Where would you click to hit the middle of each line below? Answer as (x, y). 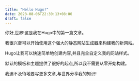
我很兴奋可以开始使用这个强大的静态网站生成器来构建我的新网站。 (71, 43)
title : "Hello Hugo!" (27, 9)
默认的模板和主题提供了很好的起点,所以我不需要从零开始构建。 (67, 64)
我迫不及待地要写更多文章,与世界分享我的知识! (51, 74)
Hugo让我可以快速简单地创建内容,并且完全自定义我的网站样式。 (68, 53)
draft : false (18, 18)
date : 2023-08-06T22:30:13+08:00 (39, 14)
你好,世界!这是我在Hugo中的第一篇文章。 (46, 33)
